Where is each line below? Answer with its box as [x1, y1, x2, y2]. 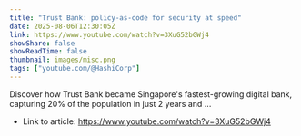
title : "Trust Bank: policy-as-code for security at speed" [9, 13, 243, 23]
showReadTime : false [9, 47, 88, 56]
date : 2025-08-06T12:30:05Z [9, 22, 116, 31]
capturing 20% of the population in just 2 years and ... [9, 98, 212, 109]
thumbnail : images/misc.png [9, 55, 116, 64]
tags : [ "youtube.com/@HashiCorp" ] [9, 64, 141, 73]
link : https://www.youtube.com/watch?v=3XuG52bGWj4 [9, 30, 209, 39]
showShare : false [9, 38, 75, 48]
